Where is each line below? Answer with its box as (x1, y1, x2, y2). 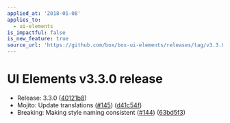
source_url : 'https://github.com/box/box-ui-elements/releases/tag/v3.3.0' (7, 42, 228, 49)
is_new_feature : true (7, 36, 69, 42)
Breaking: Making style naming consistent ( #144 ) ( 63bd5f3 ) (16, 108, 186, 116)
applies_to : (7, 16, 41, 23)
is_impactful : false (7, 29, 66, 36)
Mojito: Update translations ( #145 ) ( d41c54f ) (16, 100, 142, 109)
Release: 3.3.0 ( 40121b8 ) (16, 94, 87, 102)
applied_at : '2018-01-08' (7, 10, 81, 17)
